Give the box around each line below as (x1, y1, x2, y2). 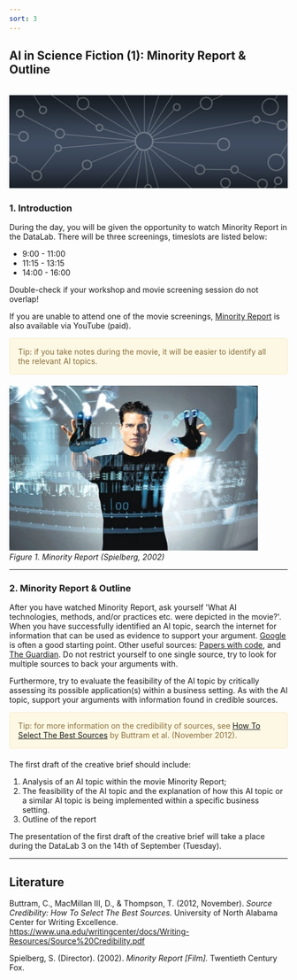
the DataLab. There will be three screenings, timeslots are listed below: (9, 231, 268, 243)
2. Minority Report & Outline (9, 582, 132, 594)
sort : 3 (9, 14, 38, 23)
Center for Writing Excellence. (9, 917, 119, 928)
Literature (9, 875, 65, 890)
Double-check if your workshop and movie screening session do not (9, 284, 259, 296)
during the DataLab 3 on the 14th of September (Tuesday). (9, 841, 223, 852)
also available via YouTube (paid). (9, 320, 132, 331)
